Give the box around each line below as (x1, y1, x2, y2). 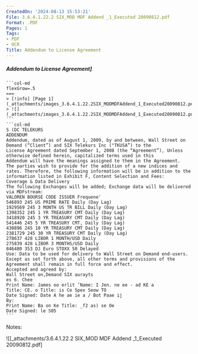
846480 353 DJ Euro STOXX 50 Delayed (6, 246, 99, 252)
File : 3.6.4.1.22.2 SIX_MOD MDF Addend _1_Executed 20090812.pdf (6, 14, 170, 20)
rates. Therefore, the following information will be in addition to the (6, 168, 192, 174)
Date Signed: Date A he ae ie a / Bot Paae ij (6, 292, 123, 298)
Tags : (6, 31, 19, 37)
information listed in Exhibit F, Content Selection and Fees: (6, 173, 165, 179)
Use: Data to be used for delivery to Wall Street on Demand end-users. (6, 251, 189, 257)
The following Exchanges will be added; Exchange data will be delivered (6, 184, 192, 190)
